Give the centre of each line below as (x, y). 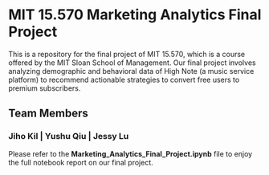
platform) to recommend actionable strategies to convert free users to (124, 79)
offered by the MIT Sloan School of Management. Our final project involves (132, 63)
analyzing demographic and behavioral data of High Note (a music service (131, 71)
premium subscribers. (45, 88)
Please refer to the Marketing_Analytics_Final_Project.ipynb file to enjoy (130, 153)
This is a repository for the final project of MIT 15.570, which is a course (127, 54)
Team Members (48, 114)
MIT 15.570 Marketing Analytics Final (135, 15)
